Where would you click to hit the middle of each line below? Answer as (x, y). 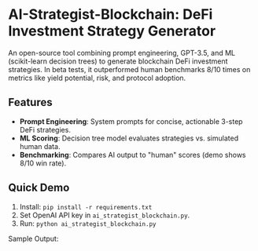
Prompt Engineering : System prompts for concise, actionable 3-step (131, 121)
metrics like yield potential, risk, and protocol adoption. (97, 78)
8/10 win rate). (43, 163)
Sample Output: (33, 238)
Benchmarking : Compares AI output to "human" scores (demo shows (133, 155)
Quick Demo (39, 188)
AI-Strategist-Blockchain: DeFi (111, 15)
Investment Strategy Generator (112, 31)
